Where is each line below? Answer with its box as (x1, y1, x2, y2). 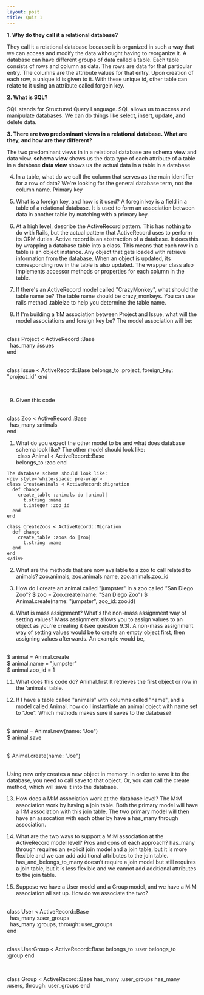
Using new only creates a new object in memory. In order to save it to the (7, 770, 190, 777)
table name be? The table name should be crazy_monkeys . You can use (15, 292, 195, 300)
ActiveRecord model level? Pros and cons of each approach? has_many (15, 839, 195, 846)
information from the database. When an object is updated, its (15, 255, 171, 262)
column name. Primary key (15, 186, 83, 193)
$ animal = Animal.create (7, 653, 69, 660)
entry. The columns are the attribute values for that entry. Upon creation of (7, 69, 194, 76)
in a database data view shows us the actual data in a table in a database (7, 161, 191, 168)
